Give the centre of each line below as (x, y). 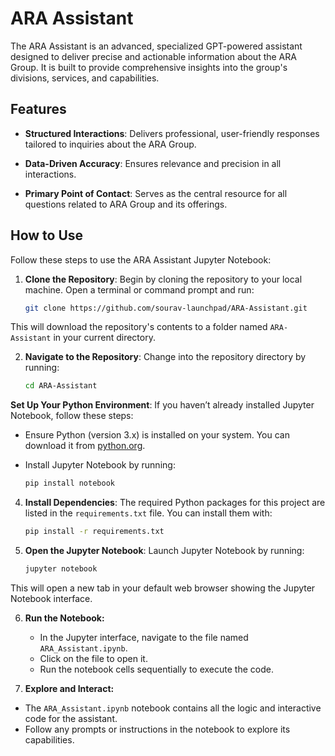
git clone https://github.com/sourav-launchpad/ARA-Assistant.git (166, 308)
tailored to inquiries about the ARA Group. (110, 144)
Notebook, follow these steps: (72, 416)
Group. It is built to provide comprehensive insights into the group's (149, 67)
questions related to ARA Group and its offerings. (126, 204)
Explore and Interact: (69, 688)
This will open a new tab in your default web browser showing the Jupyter (163, 588)
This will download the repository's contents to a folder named (139, 327)
